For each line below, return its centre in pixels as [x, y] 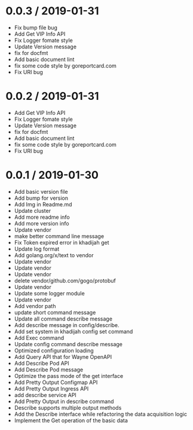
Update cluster [33, 211]
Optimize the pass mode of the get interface [69, 376]
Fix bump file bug [36, 28]
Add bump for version [41, 198]
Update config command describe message [68, 344]
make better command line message [59, 236]
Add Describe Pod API [42, 363]
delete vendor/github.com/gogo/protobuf [65, 280]
